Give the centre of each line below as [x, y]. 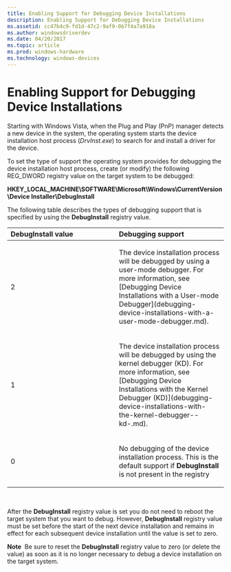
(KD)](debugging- [183, 397]
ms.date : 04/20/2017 [37, 39]
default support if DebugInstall [169, 465]
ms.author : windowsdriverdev [49, 33]
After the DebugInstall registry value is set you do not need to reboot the [111, 511]
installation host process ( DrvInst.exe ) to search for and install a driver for [111, 140]
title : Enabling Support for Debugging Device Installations [97, 13]
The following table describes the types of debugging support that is [104, 210]
